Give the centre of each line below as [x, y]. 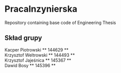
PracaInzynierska [41, 9]
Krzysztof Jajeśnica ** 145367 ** [38, 60]
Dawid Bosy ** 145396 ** [30, 65]
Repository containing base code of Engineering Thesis [60, 23]
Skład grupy [23, 38]
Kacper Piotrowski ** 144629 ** [37, 49]
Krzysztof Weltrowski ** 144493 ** [40, 55]
